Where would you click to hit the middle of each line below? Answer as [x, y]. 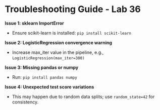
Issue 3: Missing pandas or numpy [42, 67]
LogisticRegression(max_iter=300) [48, 58]
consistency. [25, 102]
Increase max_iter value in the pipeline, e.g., [58, 52]
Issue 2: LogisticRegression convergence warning [58, 42]
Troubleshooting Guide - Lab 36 [73, 9]
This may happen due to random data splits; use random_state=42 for [83, 96]
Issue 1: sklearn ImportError [34, 23]
